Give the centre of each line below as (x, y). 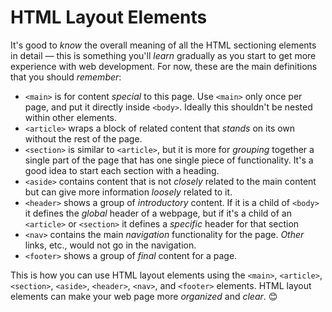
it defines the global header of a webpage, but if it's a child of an (158, 213)
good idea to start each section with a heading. (122, 170)
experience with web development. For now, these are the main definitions (164, 66)
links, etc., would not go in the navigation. (110, 245)
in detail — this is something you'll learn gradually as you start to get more (163, 55)
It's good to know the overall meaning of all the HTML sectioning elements (163, 45)
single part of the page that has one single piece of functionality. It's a (169, 160)
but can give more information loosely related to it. (128, 192)
